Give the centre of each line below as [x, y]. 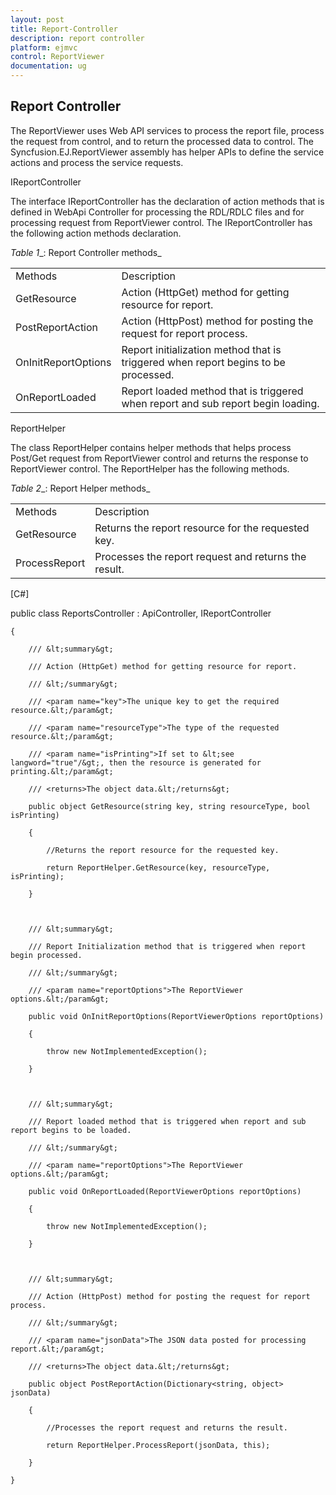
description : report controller [77, 38]
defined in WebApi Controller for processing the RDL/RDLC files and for [157, 212]
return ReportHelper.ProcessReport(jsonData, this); [158, 1445]
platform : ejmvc [44, 47]
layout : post [37, 19]
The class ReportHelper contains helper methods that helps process [151, 447]
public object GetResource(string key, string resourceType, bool [169, 806]
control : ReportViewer [57, 57]
